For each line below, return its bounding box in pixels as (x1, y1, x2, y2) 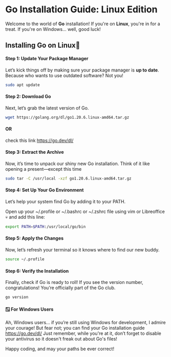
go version (5, 295, 29, 300)
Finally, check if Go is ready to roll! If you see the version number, (5, 279, 143, 285)
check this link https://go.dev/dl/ (5, 137, 74, 144)
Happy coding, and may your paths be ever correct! (5, 346, 114, 352)
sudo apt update (5, 82, 40, 87)
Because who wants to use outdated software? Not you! (5, 72, 124, 78)
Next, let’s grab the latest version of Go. (5, 104, 89, 111)
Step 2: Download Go (5, 94, 51, 99)
